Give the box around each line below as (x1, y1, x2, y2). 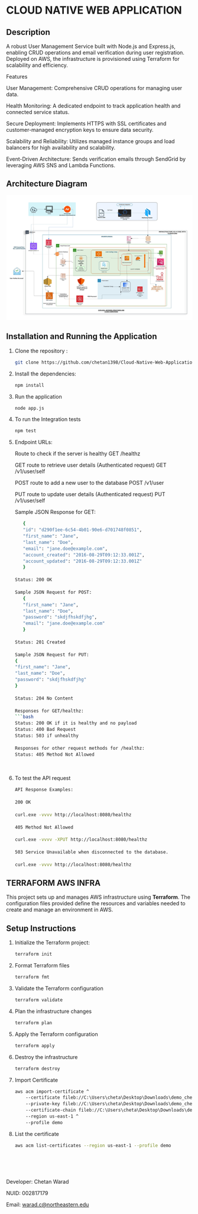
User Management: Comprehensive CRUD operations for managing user (6, 85, 183, 92)
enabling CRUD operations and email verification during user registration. (6, 49, 185, 56)
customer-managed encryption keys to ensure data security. (6, 127, 154, 133)
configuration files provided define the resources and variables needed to (6, 900, 186, 907)
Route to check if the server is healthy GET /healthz (14, 450, 141, 457)
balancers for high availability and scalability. (6, 144, 116, 151)
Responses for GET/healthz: (14, 708, 84, 714)
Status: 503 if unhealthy (14, 733, 79, 739)
